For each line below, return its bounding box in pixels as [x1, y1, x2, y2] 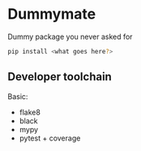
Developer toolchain [7, 70, 113, 84]
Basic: [7, 91, 28, 101]
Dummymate [7, 5, 96, 24]
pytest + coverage [19, 133, 81, 143]
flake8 [19, 107, 41, 117]
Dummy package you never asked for [7, 32, 133, 41]
